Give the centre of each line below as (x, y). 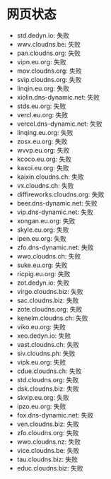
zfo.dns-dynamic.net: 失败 (55, 247)
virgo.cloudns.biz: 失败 (50, 291)
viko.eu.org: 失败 (41, 326)
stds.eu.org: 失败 (41, 106)
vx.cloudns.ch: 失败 (45, 185)
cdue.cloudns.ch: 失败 (49, 371)
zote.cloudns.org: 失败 (49, 309)
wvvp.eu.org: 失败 (43, 150)
